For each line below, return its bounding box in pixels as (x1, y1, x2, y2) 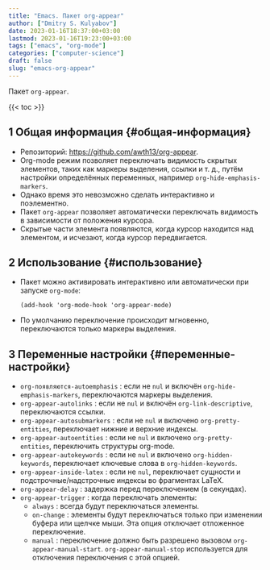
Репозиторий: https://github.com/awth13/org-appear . (19, 147, 199, 156)
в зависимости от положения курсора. (19, 215, 155, 225)
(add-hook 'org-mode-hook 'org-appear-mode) (19, 302, 172, 310)
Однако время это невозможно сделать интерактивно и (19, 189, 215, 199)
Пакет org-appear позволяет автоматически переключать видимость (19, 206, 259, 216)
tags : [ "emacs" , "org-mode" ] (8, 42, 106, 50)
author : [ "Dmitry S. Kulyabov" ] (8, 19, 117, 27)
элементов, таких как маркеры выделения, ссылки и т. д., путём (19, 164, 243, 173)
